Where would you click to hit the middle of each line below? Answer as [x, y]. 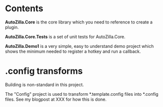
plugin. [12, 27]
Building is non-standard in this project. [45, 85]
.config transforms [44, 71]
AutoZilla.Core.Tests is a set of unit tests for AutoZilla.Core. [65, 37]
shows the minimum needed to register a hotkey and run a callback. [73, 51]
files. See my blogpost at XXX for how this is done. [56, 99]
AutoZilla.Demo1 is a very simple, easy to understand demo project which [80, 46]
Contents [24, 9]
